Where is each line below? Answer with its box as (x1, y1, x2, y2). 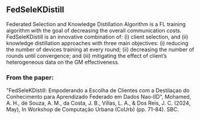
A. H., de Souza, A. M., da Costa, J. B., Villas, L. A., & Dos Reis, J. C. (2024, (6, 99, 190, 107)
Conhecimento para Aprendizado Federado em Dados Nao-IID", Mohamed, (6, 93, 192, 101)
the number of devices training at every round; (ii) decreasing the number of (6, 46, 195, 53)
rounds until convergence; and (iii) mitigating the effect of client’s (6, 52, 167, 59)
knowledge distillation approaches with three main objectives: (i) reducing (6, 39, 189, 46)
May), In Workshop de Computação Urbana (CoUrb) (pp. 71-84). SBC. (6, 106, 179, 113)
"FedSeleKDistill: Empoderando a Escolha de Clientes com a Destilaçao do (6, 87, 190, 94)
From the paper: (6, 73, 54, 82)
